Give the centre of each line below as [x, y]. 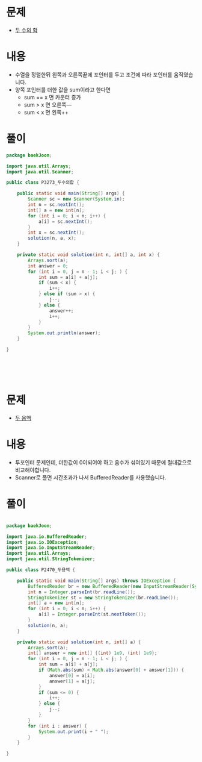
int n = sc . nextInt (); [56, 205]
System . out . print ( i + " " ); [74, 732]
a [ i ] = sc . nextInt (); [66, 221]
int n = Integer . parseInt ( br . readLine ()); [82, 592]
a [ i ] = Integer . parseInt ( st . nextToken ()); [92, 614]
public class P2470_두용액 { [41, 570]
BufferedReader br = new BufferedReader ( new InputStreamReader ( [110, 586]
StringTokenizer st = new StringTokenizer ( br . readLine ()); [103, 598]
